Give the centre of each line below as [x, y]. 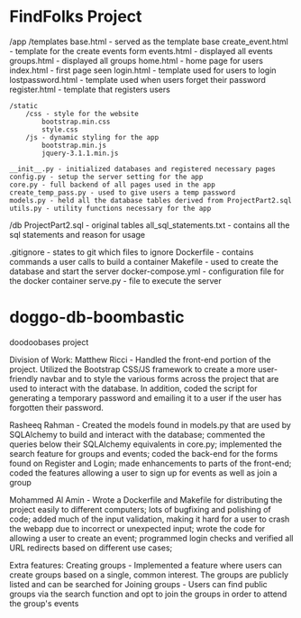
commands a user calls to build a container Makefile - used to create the [144, 261]
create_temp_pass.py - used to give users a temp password [123, 192]
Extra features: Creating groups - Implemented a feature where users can [146, 565]
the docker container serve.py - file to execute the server [116, 280]
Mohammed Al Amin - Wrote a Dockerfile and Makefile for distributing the [146, 500]
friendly [24, 378]
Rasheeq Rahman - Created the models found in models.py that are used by [150, 424]
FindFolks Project [76, 17]
